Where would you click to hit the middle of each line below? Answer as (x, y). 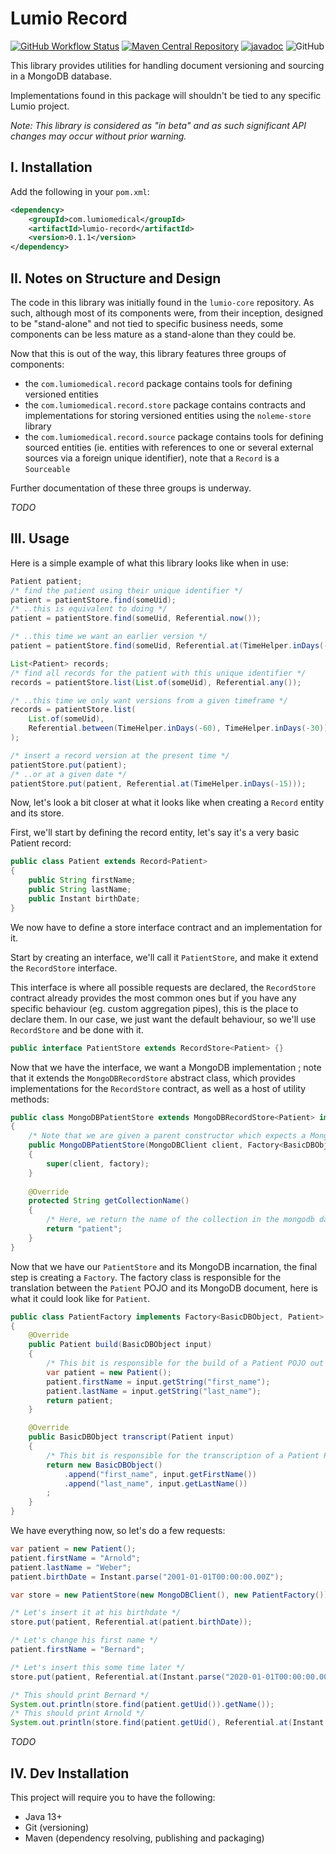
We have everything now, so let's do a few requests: (118, 1530)
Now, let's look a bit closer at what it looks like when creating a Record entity (167, 803)
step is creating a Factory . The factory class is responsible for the (146, 1277)
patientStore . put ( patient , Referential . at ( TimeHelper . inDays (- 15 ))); (158, 783)
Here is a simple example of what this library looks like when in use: (149, 563)
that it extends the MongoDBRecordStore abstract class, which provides (153, 1078)
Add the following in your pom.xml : (80, 191)
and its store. (37, 813)
